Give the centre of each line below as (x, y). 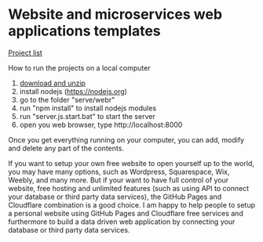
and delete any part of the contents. (66, 148)
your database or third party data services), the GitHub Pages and (115, 197)
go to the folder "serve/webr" (67, 99)
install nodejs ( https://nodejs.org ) (73, 91)
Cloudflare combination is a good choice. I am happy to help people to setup (131, 204)
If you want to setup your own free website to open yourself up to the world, (131, 163)
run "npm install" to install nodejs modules (88, 108)
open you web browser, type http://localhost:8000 (101, 125)
